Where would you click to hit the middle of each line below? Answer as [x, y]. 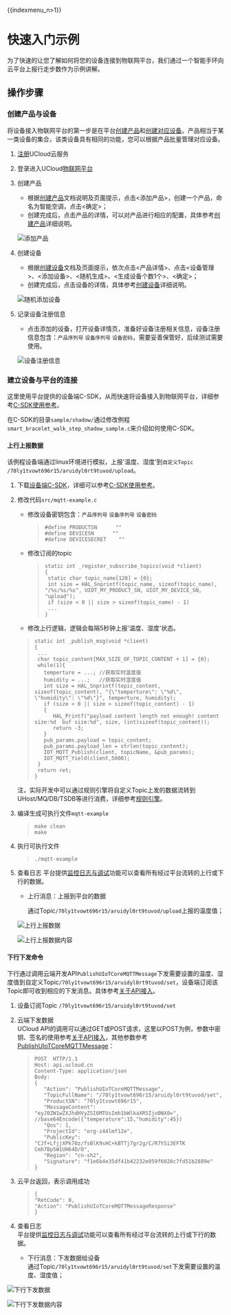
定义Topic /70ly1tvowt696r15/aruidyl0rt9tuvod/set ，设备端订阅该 [124, 982]
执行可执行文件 [38, 846]
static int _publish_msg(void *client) [91, 641]
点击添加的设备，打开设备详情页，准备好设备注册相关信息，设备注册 [124, 328]
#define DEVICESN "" [81, 533]
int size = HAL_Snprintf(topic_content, [102, 686]
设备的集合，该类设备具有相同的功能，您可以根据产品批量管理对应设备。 [121, 139]
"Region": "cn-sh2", [73, 1156]
